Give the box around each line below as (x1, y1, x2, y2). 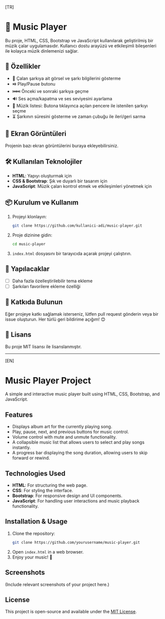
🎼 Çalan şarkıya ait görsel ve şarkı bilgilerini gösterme (12, 75, 121, 81)
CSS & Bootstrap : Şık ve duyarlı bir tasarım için (12, 178, 108, 184)
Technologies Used (5, 469, 65, 477)
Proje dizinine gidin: (12, 232, 53, 238)
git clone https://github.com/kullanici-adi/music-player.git (12, 223, 142, 228)
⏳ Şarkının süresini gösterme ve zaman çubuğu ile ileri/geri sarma (12, 113, 146, 119)
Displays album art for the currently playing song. (12, 424, 112, 430)
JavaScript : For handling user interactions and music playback (12, 498, 140, 504)
